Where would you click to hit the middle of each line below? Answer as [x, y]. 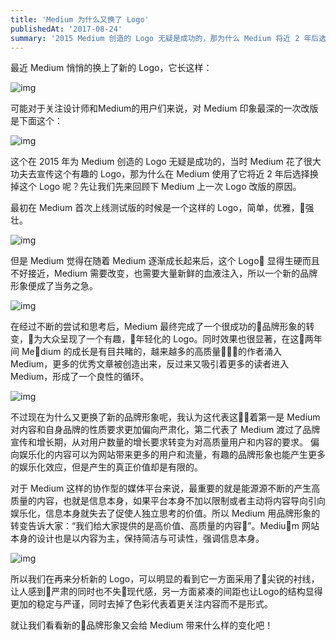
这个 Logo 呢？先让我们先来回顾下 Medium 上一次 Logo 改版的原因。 [160, 187]
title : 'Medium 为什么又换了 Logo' [80, 19]
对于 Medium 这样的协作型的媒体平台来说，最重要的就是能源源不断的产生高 [165, 488]
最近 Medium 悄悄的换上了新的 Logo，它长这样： [111, 68]
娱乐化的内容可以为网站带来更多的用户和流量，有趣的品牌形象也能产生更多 [172, 455]
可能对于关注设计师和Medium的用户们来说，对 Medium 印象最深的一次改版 [164, 108]
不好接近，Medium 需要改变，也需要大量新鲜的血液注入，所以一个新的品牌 [164, 273]
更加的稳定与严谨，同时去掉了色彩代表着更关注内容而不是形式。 [141, 604]
